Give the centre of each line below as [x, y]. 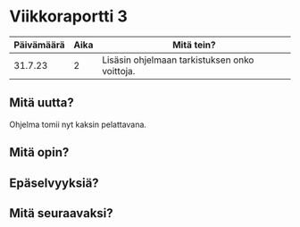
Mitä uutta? [42, 103]
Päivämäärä [39, 45]
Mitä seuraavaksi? [61, 213]
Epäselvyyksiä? [54, 183]
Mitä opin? [39, 152]
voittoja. [119, 71]
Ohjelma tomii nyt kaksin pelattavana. [78, 124]
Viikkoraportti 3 [68, 17]
